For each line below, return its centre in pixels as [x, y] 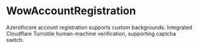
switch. [15, 40]
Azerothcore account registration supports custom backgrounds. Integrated [99, 27]
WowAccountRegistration [71, 11]
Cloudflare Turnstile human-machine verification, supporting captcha [91, 33]
